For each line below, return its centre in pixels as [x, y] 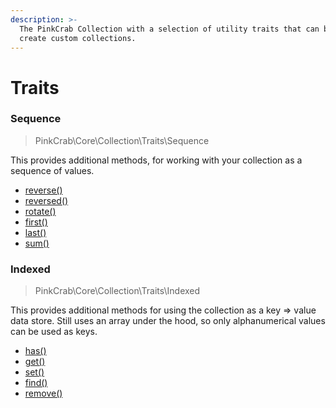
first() [36, 222]
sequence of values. [52, 170]
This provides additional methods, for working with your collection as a [156, 160]
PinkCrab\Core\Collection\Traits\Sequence [122, 140]
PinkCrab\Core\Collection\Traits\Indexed [117, 291]
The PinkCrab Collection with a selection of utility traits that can [169, 29]
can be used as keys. [54, 332]
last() [35, 232]
